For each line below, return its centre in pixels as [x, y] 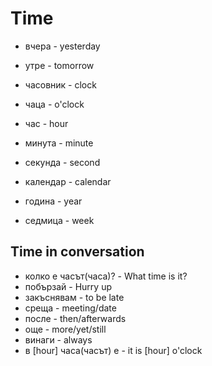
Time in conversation [77, 252]
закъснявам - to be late [74, 297]
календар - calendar [68, 181]
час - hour [46, 123]
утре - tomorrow [59, 65]
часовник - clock [60, 84]
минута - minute [59, 143]
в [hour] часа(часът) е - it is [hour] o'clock [113, 350]
